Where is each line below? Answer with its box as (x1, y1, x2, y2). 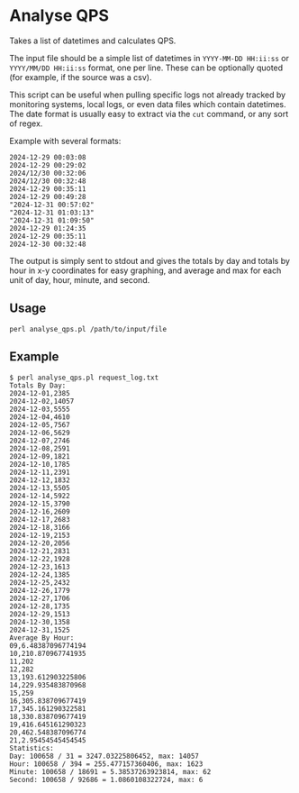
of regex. (9, 118, 43, 129)
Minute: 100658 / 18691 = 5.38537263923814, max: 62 (9, 767, 212, 776)
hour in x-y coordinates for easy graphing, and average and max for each (9, 265, 282, 276)
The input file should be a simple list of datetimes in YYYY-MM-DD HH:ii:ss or (9, 52, 290, 63)
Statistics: (9, 743, 54, 752)
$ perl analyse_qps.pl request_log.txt (9, 373, 159, 382)
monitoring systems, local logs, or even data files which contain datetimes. (9, 98, 286, 109)
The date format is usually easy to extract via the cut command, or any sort (9, 108, 289, 119)
